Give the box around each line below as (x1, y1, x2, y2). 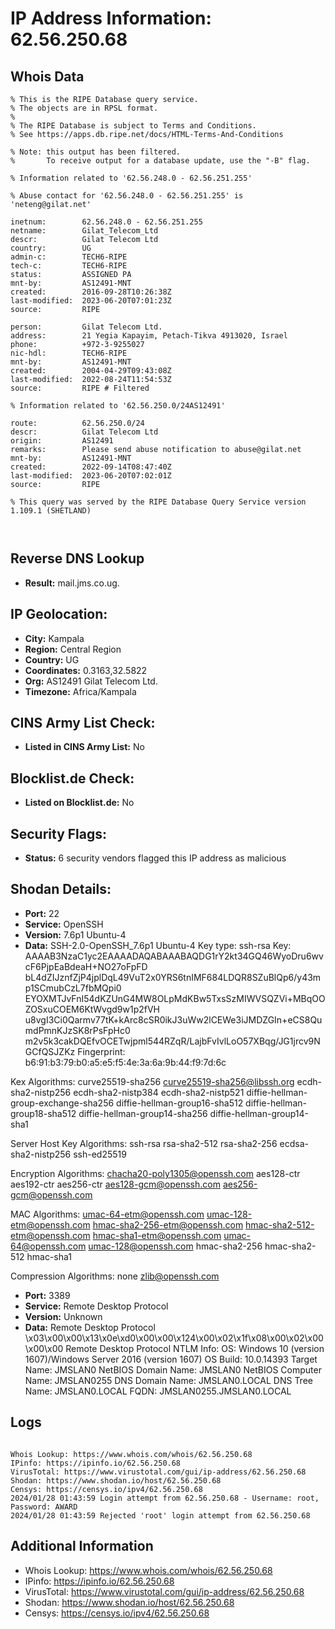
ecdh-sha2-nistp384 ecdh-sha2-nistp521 (73, 1086, 245, 1098)
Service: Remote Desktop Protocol (24, 1300, 169, 1312)
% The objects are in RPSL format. (10, 103, 159, 113)
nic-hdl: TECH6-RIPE (10, 348, 128, 358)
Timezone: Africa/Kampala (24, 685, 137, 697)
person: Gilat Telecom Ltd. (10, 322, 163, 332)
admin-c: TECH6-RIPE (10, 252, 128, 262)
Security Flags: (10, 825, 108, 842)
